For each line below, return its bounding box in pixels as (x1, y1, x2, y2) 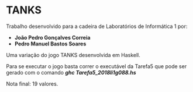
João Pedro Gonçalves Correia (14, 34, 91, 41)
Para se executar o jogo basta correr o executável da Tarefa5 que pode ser (6, 62, 187, 70)
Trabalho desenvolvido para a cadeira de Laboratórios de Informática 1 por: (6, 23, 188, 30)
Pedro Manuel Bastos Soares (14, 40, 87, 47)
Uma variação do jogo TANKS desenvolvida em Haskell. (6, 51, 140, 58)
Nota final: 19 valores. (6, 80, 58, 87)
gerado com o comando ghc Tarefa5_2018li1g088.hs (6, 69, 136, 76)
